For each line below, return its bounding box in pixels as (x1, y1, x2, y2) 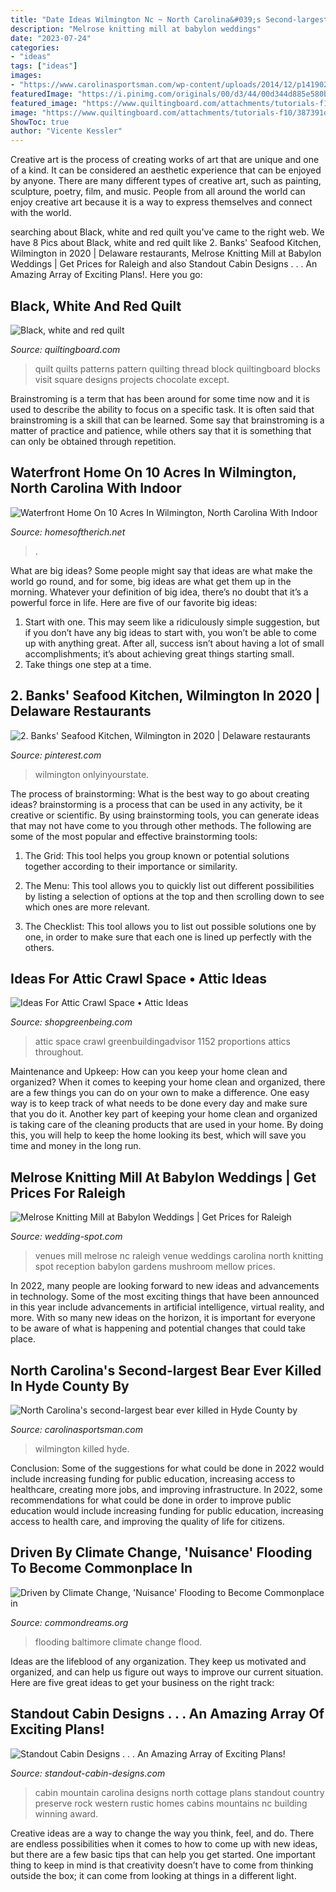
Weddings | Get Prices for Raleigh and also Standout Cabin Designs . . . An (10, 258, 318, 270)
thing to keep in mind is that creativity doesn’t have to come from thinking (10, 1859, 314, 1871)
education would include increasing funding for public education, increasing (10, 1505, 324, 1516)
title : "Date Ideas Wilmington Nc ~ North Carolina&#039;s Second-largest (10, 14, 329, 25)
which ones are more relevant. (24, 901, 151, 913)
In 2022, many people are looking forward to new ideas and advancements (10, 1280, 320, 1292)
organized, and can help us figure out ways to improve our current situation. (10, 1666, 324, 1678)
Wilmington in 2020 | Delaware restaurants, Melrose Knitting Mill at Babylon (10, 247, 322, 260)
